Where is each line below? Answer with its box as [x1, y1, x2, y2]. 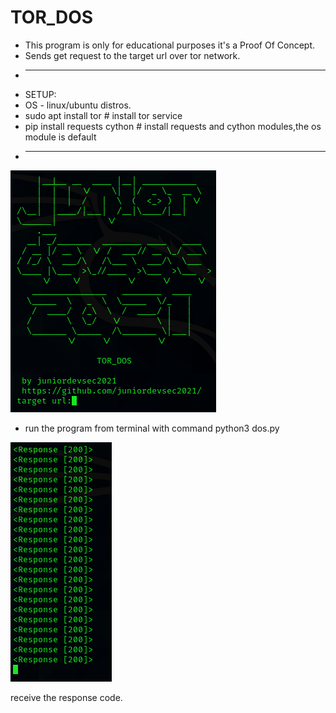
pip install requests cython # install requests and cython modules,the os [24, 120, 322, 132]
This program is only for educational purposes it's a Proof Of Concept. [24, 39, 316, 51]
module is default [24, 131, 97, 143]
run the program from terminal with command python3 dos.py [24, 422, 280, 434]
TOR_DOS [10, 6, 94, 29]
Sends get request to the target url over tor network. [24, 49, 241, 61]
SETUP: [24, 88, 57, 100]
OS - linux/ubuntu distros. [24, 99, 132, 111]
